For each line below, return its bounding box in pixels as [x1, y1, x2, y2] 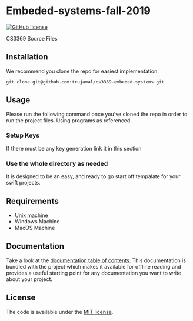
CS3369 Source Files [6, 35, 58, 42]
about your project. [6, 275, 53, 283]
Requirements [6, 196, 59, 206]
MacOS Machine [14, 224, 55, 231]
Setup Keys [6, 131, 40, 139]
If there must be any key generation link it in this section [6, 145, 142, 152]
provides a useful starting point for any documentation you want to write [6, 269, 181, 276]
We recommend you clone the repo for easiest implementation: [6, 68, 159, 75]
